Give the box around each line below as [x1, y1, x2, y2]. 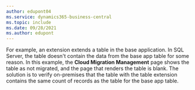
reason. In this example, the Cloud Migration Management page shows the [6, 59, 190, 66]
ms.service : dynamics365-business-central [6, 14, 112, 20]
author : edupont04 [6, 8, 51, 15]
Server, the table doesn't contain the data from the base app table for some [6, 53, 190, 60]
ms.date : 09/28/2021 [6, 25, 57, 31]
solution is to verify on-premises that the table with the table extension [6, 71, 178, 78]
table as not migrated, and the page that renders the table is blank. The [6, 65, 179, 72]
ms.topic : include [6, 19, 51, 25]
